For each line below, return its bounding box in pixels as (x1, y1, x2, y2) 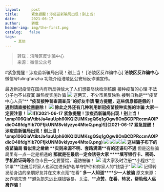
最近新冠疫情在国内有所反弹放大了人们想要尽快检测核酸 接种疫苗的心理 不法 (5, 86, 157, 92)
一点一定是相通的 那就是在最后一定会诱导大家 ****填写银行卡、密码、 (18, 151, 158, 157)
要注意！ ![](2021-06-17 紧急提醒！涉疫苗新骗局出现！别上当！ (9, 110, 141, 116)
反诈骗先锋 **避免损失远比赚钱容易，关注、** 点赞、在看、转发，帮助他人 (5, 175, 152, 181)
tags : (5, 35, 16, 40)
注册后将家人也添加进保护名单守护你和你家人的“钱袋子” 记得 (20, 163, 153, 169)
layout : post (5, 7, 41, 12)
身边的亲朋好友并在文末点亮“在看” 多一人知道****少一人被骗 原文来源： (13, 170, 158, 175)
